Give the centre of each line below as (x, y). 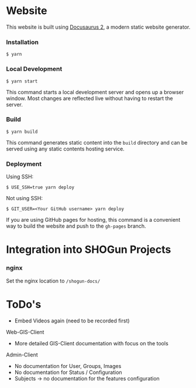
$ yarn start (22, 81)
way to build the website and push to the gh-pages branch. (76, 226)
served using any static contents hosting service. (65, 149)
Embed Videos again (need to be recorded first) (72, 321)
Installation (23, 42)
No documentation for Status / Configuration (68, 372)
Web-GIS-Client (25, 332)
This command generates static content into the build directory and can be (97, 142)
